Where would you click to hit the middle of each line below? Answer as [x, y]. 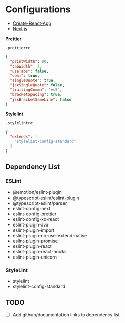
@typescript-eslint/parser [40, 203]
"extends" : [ [24, 137]
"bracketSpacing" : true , [36, 94]
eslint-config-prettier [35, 214]
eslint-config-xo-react [36, 219]
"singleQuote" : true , [33, 80]
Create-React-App [32, 23]
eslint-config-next [32, 208]
